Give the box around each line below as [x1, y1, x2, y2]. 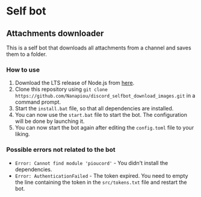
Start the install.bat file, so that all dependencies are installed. [14, 105, 174, 112]
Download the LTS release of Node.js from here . [14, 80, 135, 87]
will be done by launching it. [14, 117, 85, 125]
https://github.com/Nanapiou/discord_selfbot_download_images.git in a [14, 92, 196, 99]
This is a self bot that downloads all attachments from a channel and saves [6, 44, 191, 51]
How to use [6, 65, 40, 73]
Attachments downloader [6, 28, 104, 39]
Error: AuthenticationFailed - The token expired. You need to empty [14, 172, 188, 179]
